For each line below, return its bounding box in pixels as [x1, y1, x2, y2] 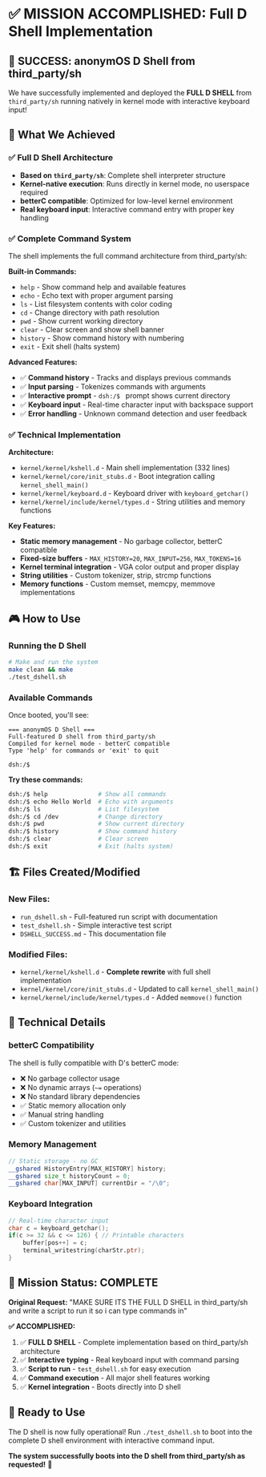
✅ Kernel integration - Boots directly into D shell [19, 1382, 182, 1391]
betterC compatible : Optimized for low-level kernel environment [19, 195, 233, 205]
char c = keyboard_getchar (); [8, 1224, 110, 1232]
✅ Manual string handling [19, 1109, 104, 1119]
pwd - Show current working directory [19, 316, 143, 325]
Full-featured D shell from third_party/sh [8, 732, 156, 741]
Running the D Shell [8, 640, 87, 651]
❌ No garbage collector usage [19, 1073, 120, 1083]
